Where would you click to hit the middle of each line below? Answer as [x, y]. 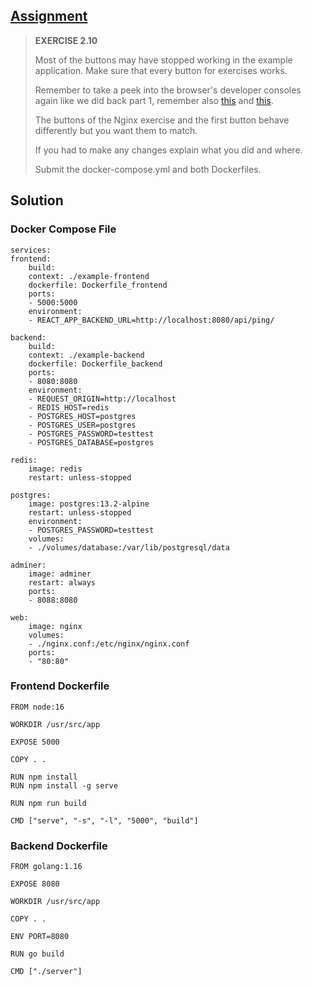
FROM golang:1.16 [46, 867]
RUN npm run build [48, 803]
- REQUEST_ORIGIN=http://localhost [102, 399]
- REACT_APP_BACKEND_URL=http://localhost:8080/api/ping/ [151, 320]
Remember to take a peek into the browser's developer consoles [168, 90]
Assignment [49, 16]
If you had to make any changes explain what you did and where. [168, 150]
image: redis [55, 469]
